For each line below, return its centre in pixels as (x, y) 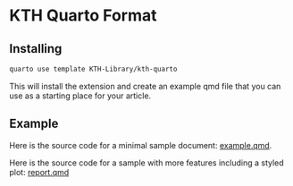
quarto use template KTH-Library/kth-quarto (93, 69)
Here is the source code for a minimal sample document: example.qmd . (141, 145)
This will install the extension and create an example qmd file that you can (145, 86)
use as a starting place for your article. (80, 96)
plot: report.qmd (39, 172)
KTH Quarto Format (84, 16)
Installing (36, 49)
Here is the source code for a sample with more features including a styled (146, 163)
